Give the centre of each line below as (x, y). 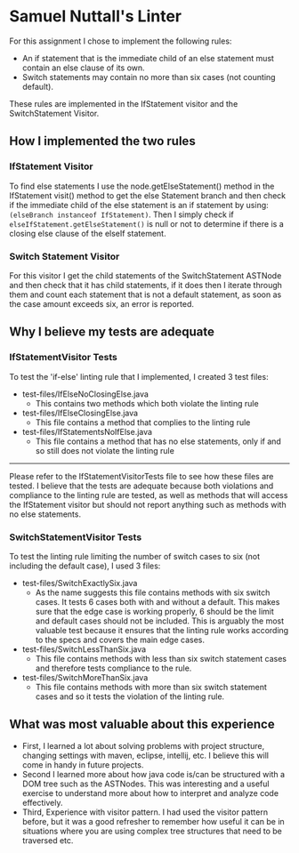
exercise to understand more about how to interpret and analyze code (150, 793)
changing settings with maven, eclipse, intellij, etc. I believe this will (145, 755)
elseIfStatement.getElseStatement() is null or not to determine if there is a (146, 223)
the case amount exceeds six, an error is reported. (101, 303)
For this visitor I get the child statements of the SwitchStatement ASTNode (145, 275)
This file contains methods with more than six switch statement (151, 687)
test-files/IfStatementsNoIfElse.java (87, 431)
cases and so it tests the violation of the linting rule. (130, 696)
